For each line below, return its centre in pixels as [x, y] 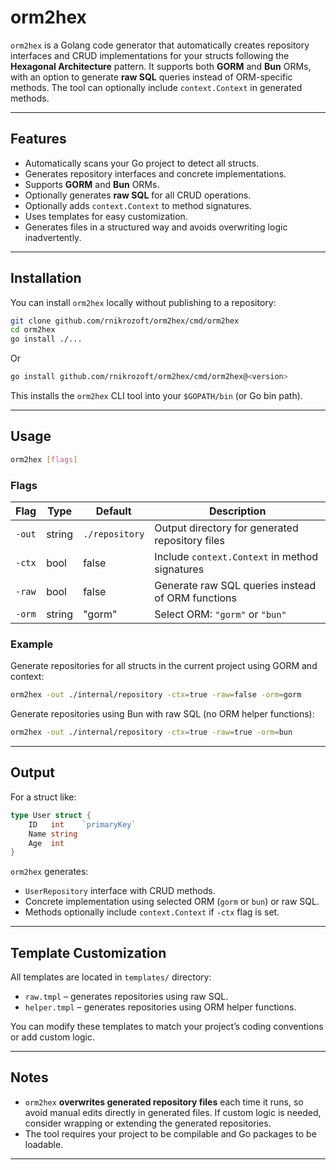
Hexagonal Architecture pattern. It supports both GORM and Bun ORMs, [161, 66]
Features [38, 139]
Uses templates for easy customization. [106, 216]
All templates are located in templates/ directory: [111, 977]
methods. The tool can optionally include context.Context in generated [156, 87]
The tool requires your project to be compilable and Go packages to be [170, 1133]
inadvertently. [53, 237]
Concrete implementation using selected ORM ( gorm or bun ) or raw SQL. [172, 902]
